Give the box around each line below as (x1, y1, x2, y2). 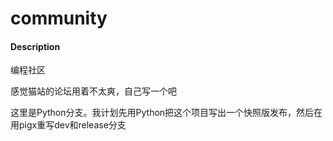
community (10, 7, 108, 30)
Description (10, 40, 61, 52)
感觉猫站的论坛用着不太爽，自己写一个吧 (10, 85, 177, 97)
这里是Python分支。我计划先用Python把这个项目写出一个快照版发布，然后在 (10, 107, 323, 119)
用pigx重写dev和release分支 (10, 119, 127, 131)
